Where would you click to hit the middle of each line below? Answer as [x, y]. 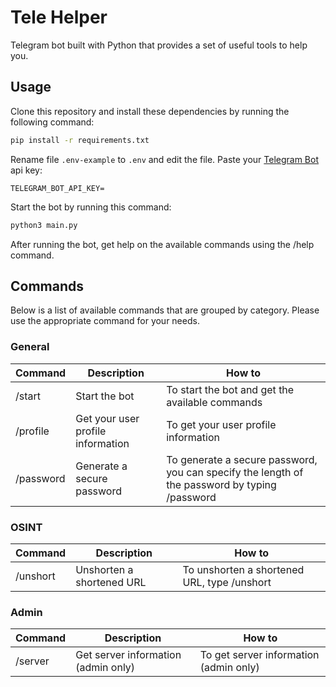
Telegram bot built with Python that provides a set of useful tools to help [159, 45]
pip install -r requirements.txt [80, 140]
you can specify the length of [235, 472]
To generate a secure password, [242, 459]
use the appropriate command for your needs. [105, 321]
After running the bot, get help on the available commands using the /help [162, 244]
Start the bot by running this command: [91, 207]
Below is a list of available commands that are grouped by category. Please [165, 310]
